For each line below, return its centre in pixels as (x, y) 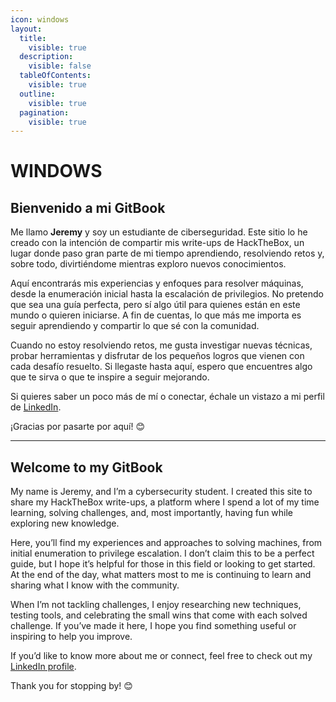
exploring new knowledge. (65, 523)
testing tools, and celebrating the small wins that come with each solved (159, 615)
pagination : (44, 112)
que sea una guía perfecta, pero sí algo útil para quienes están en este (155, 305)
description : (46, 57)
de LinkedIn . (36, 407)
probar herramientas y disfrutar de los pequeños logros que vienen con (157, 356)
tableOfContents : (55, 76)
